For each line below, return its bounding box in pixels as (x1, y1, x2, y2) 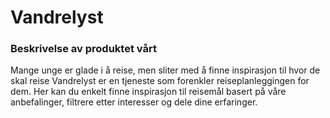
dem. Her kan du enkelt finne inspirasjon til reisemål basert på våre (10, 86, 287, 98)
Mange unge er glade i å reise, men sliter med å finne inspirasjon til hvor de (10, 64, 321, 76)
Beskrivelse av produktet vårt (10, 42, 157, 56)
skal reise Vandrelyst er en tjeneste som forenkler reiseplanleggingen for (10, 75, 310, 87)
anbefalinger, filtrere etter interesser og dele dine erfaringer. (10, 96, 258, 108)
